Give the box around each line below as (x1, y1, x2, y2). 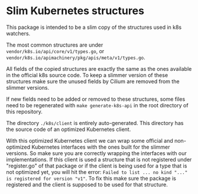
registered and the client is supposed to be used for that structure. (6, 181, 168, 188)
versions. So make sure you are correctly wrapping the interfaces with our (6, 149, 187, 157)
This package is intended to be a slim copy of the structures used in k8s (6, 24, 182, 31)
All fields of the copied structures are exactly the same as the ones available (6, 65, 192, 72)
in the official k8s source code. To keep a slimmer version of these (6, 71, 168, 78)
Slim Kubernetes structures (6, 4, 145, 18)
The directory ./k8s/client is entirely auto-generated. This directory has (6, 119, 184, 126)
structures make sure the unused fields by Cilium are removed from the (6, 78, 180, 85)
